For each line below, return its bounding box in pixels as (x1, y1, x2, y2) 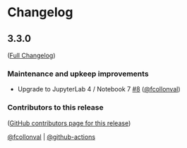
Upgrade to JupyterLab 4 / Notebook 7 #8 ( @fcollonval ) (17, 85, 181, 93)
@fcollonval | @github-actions (7, 132, 96, 141)
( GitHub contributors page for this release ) (7, 118, 131, 127)
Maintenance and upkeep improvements (7, 69, 150, 79)
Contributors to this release (7, 103, 104, 113)
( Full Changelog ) (7, 51, 56, 59)
